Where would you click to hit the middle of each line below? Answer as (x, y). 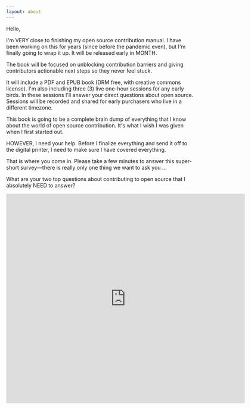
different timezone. (30, 107)
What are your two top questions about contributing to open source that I (96, 179)
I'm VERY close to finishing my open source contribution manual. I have (94, 40)
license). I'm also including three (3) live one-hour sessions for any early (95, 88)
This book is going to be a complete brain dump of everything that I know (96, 119)
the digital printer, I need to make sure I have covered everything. (86, 149)
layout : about (24, 12)
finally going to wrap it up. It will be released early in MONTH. (82, 53)
